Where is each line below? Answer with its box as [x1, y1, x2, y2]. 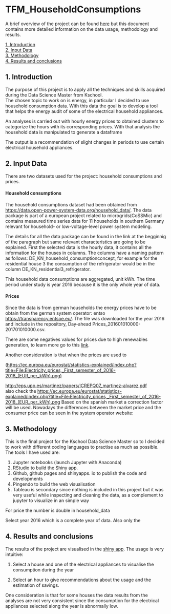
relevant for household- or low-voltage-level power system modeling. [5, 223, 152, 229]
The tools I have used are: [5, 449, 60, 455]
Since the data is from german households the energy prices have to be [5, 304, 157, 311]
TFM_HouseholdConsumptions [5, 4, 141, 15]
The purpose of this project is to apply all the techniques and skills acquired [5, 86, 165, 92]
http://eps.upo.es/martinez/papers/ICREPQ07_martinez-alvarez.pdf [5, 382, 147, 389]
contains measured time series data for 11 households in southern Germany [5, 218, 164, 224]
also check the [5, 388, 37, 394]
